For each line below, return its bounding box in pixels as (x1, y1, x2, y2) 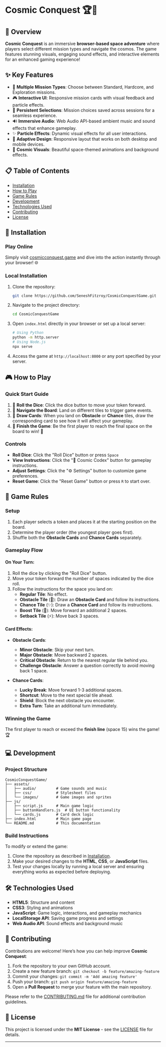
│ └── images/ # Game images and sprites (5, 794, 112, 800)
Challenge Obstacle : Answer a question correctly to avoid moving (19, 662, 155, 668)
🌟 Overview (5, 27, 41, 36)
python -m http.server (12, 335, 59, 340)
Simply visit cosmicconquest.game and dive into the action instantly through (5, 254, 161, 261)
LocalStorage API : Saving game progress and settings (12, 915, 124, 921)
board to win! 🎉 (12, 428, 43, 434)
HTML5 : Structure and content (12, 899, 75, 905)
